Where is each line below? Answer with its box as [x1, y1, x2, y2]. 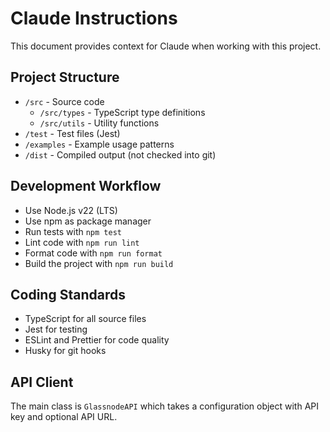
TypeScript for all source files [24, 313, 147, 325]
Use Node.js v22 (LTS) [24, 204, 118, 216]
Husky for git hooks [24, 345, 107, 357]
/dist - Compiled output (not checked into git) [24, 148, 217, 161]
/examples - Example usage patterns [24, 138, 175, 150]
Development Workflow [10, 178, 162, 195]
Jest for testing [24, 323, 88, 336]
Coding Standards [10, 286, 126, 303]
